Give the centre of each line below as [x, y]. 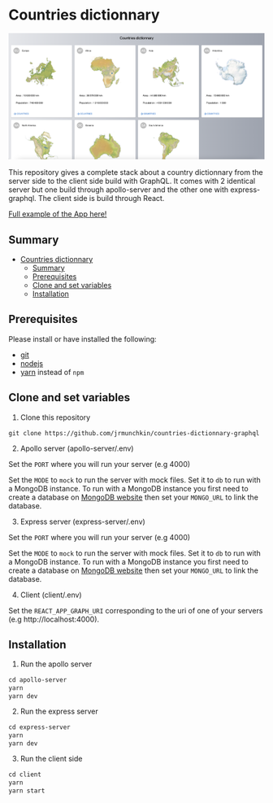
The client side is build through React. [101, 199]
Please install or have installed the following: [82, 338]
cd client [25, 775]
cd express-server [39, 727]
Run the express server [59, 711]
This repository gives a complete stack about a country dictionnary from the [136, 172]
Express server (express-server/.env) [83, 522]
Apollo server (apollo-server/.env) [77, 448]
